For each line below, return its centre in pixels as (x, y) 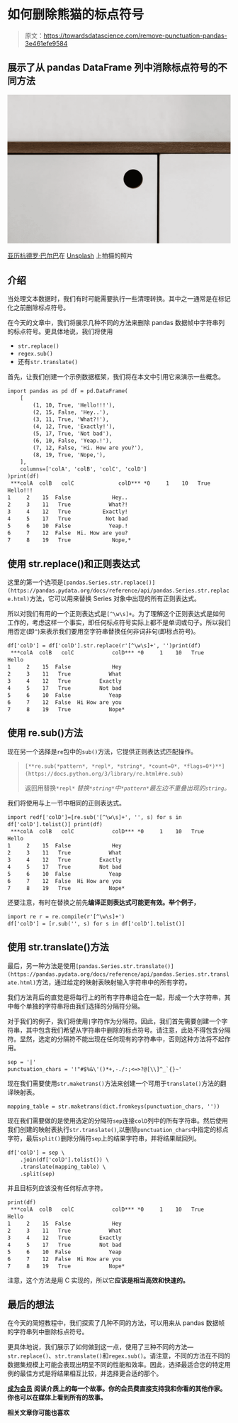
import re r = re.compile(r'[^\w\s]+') (66, 916)
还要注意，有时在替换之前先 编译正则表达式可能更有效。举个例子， (103, 902)
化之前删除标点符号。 (38, 308)
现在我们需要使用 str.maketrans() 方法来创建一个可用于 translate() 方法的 (114, 1083)
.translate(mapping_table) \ (63, 1167)
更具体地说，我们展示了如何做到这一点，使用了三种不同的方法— (100, 1347)
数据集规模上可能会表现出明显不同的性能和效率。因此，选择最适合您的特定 (116, 1365)
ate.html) (22, 983)
